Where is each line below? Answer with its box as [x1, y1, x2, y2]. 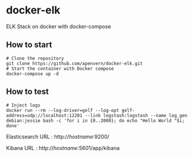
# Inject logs [6, 102, 41, 108]
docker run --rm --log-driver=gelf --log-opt [6, 107, 119, 113]
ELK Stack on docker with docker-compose [6, 23, 111, 30]
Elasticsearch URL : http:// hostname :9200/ [6, 133, 110, 140]
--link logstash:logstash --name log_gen [84, 112, 188, 118]
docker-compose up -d [6, 71, 59, 77]
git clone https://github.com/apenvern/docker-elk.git [6, 60, 143, 66]
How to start [6, 40, 52, 50]
